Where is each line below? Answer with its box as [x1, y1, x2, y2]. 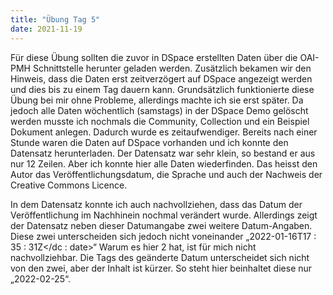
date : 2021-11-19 [10, 24, 83, 34]
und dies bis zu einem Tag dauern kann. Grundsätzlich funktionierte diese [10, 83, 315, 95]
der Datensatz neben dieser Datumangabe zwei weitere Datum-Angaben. [10, 219, 313, 231]
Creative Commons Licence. [10, 179, 128, 191]
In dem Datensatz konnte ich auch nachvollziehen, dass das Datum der [10, 198, 303, 210]
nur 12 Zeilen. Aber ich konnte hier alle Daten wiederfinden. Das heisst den [10, 157, 318, 170]
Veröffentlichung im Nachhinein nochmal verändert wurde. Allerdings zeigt [10, 209, 318, 221]
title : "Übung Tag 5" [10, 14, 101, 25]
